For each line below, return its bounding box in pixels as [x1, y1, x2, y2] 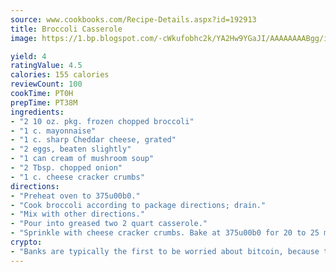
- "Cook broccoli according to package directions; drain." [10, 200, 267, 210]
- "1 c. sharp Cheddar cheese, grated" [10, 135, 177, 145]
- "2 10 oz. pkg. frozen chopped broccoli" [10, 116, 195, 126]
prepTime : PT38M [10, 97, 78, 108]
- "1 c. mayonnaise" [10, 126, 97, 136]
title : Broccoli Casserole [10, 24, 123, 34]
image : [10, 33, 38, 43]
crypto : [10, 237, 43, 247]
